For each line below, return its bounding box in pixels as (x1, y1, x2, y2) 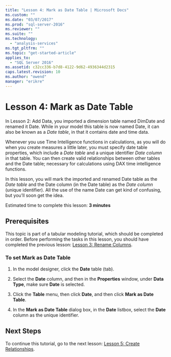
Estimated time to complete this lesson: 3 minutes (5, 202, 111, 208)
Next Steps (5, 327, 41, 335)
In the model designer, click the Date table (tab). (12, 266, 114, 272)
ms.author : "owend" (5, 74, 47, 79)
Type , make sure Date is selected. (12, 281, 85, 287)
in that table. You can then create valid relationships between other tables (5, 155, 160, 161)
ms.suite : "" (5, 31, 33, 36)
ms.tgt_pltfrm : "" (5, 46, 44, 51)
